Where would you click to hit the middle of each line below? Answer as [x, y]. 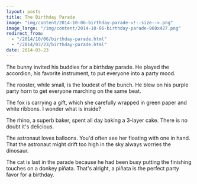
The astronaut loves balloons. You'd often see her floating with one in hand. [98, 138]
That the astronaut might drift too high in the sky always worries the [89, 144]
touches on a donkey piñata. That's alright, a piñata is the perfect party [93, 168]
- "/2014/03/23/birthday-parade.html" [59, 45]
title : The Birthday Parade [41, 17]
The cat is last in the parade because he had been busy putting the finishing [99, 162]
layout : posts [24, 12]
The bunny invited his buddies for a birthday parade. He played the [88, 67]
